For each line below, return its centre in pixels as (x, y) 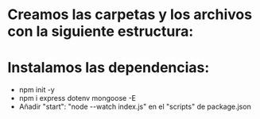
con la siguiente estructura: (101, 31)
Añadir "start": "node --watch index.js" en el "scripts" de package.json (135, 107)
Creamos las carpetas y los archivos (130, 15)
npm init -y (37, 90)
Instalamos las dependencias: (109, 68)
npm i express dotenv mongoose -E (78, 98)
